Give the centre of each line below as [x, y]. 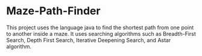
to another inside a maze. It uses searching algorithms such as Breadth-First [101, 33]
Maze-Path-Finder [53, 11]
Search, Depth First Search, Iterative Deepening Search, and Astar [89, 40]
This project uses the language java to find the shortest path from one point [100, 27]
